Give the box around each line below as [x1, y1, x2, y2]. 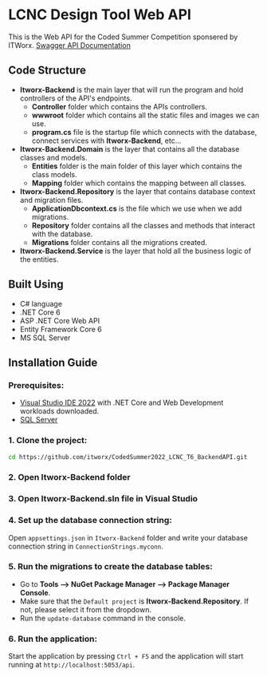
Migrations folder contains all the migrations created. [31, 237, 207, 247]
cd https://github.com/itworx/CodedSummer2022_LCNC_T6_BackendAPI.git [8, 453, 248, 461]
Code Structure [8, 64, 86, 77]
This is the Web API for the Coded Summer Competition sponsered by [8, 32, 238, 42]
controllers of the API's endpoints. [19, 93, 132, 103]
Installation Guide [8, 355, 98, 369]
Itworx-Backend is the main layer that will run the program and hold [19, 85, 244, 94]
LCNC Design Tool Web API [8, 6, 191, 24]
